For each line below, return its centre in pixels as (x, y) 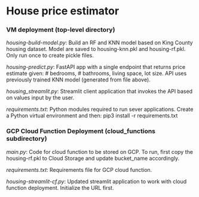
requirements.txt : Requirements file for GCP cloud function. (79, 169)
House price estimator (63, 11)
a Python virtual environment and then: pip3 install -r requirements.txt (92, 116)
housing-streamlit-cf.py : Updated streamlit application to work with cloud (97, 181)
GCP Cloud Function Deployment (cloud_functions (81, 131)
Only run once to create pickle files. (50, 56)
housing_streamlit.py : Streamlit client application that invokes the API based (99, 92)
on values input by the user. (40, 98)
